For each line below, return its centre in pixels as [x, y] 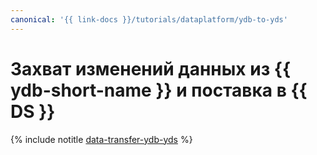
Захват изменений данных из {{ [151, 68]
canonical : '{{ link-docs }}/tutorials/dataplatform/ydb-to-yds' [149, 19]
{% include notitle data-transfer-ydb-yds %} [101, 139]
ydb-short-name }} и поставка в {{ [159, 90]
